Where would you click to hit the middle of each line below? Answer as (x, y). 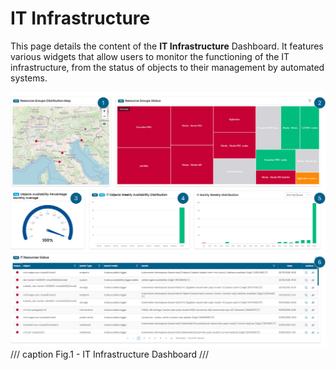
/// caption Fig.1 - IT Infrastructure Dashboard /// (110, 354)
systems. (29, 78)
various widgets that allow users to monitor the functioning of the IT (150, 56)
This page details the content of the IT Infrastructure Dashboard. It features (167, 46)
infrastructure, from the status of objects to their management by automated (167, 67)
